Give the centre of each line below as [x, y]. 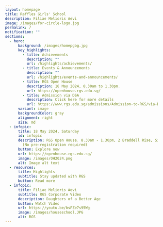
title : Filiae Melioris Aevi [47, 190]
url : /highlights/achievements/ [59, 64]
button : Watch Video [39, 203]
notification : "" [23, 32]
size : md [27, 122]
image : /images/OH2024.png [45, 158]
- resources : [23, 167]
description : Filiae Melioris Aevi [41, 18]
